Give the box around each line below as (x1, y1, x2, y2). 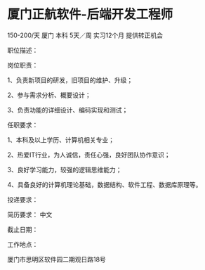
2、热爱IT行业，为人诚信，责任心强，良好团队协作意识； (7, 150, 171, 159)
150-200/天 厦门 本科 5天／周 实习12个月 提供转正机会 (7, 31, 164, 39)
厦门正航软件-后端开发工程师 (7, 6, 173, 22)
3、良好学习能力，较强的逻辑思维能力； (7, 165, 122, 174)
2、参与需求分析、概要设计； (7, 91, 91, 99)
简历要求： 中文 (7, 210, 53, 219)
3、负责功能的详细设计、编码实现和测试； (7, 105, 128, 114)
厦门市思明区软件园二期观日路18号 (7, 255, 107, 264)
